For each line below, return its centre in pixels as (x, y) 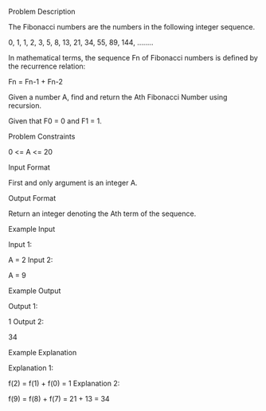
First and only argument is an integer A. (73, 183)
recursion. (25, 106)
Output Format (32, 198)
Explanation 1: (31, 368)
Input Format (29, 167)
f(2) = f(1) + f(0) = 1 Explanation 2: (64, 383)
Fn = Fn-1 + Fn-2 (36, 82)
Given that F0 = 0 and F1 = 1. (55, 121)
